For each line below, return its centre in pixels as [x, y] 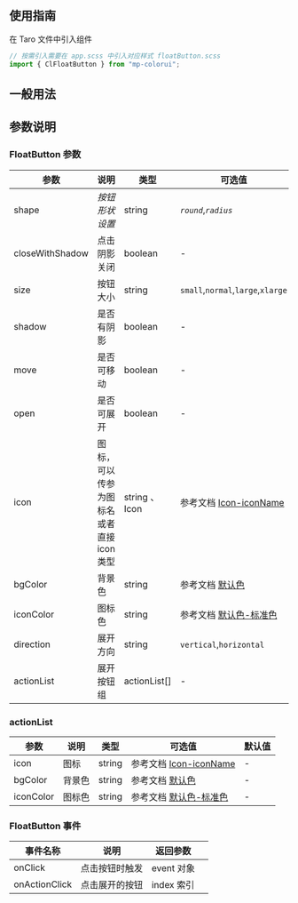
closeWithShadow [51, 253]
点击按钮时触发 [112, 868]
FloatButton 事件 [45, 826]
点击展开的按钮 [112, 885]
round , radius [207, 210]
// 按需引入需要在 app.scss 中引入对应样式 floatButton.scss [115, 56]
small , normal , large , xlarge [234, 290]
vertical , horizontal [222, 644]
